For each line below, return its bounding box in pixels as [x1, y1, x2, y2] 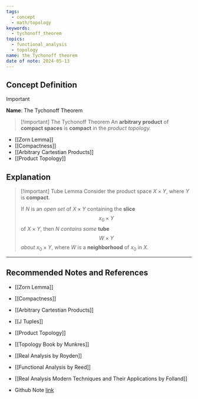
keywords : [6, 25, 31, 31]
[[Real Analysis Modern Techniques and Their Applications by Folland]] [14, 375, 187, 382]
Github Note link [14, 386, 54, 393]
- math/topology [11, 19, 51, 25]
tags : [6, 8, 19, 15]
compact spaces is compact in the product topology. [20, 125, 151, 132]
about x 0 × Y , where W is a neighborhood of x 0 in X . [20, 243, 149, 252]
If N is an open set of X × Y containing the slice [20, 205, 136, 212]
